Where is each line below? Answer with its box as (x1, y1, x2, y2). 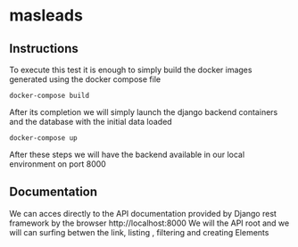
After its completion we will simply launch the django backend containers (9, 107, 278, 117)
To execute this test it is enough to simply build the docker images (9, 64, 252, 75)
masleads (9, 5, 83, 26)
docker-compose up (9, 134, 78, 143)
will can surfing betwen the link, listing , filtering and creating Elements (9, 226, 269, 237)
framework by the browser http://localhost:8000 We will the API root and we (9, 218, 290, 228)
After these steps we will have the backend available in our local (9, 149, 245, 160)
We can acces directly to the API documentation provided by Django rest (9, 208, 277, 218)
